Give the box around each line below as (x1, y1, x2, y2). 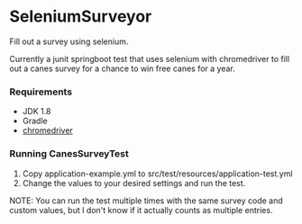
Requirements (9, 85, 73, 98)
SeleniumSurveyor (9, 6, 152, 27)
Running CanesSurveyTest (9, 148, 129, 160)
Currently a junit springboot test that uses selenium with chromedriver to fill (9, 53, 290, 64)
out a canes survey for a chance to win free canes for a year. (9, 63, 236, 74)
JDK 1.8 (22, 106, 51, 117)
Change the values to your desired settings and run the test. (22, 177, 246, 188)
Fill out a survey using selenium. (9, 36, 129, 47)
